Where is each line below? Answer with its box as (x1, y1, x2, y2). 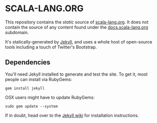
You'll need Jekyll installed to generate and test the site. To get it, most (5, 71, 148, 77)
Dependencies (5, 58, 50, 66)
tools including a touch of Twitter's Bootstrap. (5, 44, 97, 50)
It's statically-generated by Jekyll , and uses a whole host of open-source (5, 39, 153, 44)
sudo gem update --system (5, 103, 58, 109)
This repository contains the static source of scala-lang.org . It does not (5, 19, 149, 25)
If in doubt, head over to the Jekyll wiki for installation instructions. (5, 112, 139, 118)
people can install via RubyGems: (5, 76, 72, 82)
